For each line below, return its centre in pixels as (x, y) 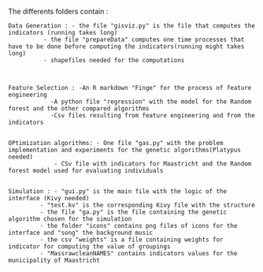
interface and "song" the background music (81, 233)
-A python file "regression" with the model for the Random (151, 102)
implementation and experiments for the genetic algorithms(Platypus (125, 150)
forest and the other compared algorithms (79, 109)
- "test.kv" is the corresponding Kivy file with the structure (148, 205)
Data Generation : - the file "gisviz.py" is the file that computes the (132, 26)
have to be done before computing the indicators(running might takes (126, 47)
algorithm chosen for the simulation (70, 219)
